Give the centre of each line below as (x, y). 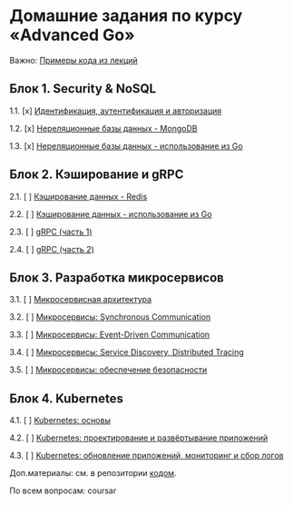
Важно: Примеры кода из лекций (73, 60)
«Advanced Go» (72, 35)
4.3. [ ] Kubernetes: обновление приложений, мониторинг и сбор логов (146, 456)
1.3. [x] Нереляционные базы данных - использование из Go (126, 145)
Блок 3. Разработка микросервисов (117, 277)
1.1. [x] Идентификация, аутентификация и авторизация (116, 111)
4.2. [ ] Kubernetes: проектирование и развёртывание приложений (139, 438)
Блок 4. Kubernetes (67, 398)
